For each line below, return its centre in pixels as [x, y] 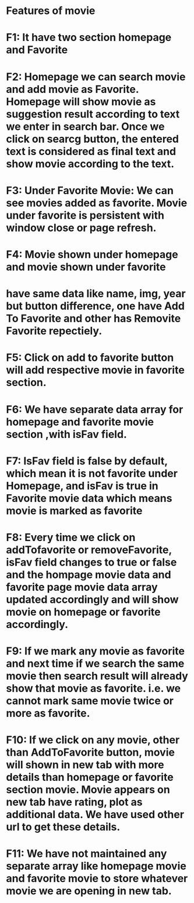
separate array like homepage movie [96, 866]
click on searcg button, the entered [93, 139]
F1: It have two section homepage [89, 38]
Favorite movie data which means [89, 498]
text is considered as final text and [91, 151]
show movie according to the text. [90, 163]
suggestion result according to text [93, 114]
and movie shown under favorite [86, 267]
